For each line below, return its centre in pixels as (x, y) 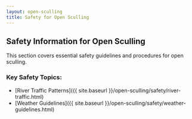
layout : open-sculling (34, 12)
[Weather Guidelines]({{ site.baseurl (59, 103)
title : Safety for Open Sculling (48, 17)
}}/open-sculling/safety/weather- (145, 103)
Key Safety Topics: (34, 77)
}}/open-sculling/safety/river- (145, 90)
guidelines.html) (35, 109)
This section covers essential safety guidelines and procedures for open (95, 56)
